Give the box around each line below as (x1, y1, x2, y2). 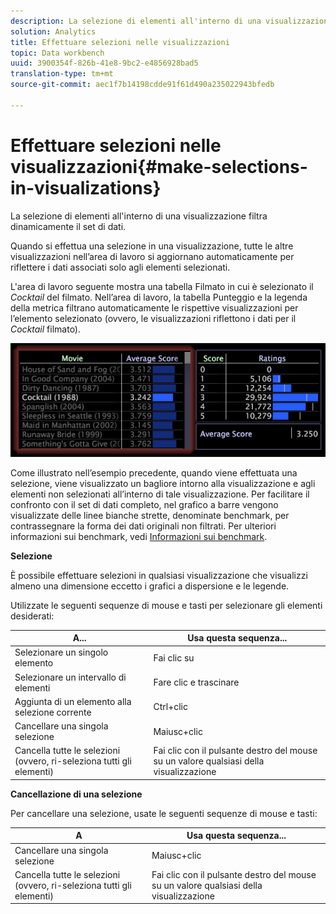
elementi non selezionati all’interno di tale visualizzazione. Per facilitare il (10, 488, 310, 500)
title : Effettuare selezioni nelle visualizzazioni (10, 37, 230, 47)
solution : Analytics (10, 26, 97, 37)
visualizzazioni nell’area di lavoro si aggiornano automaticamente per (10, 250, 295, 262)
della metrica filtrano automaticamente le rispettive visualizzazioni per (10, 301, 299, 314)
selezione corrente (14, 706, 92, 718)
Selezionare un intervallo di (14, 671, 127, 683)
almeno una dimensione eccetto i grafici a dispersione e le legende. (10, 580, 290, 592)
